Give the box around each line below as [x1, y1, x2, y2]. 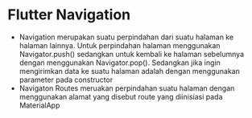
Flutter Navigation [7, 6, 130, 24]
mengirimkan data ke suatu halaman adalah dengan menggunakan [19, 66, 241, 75]
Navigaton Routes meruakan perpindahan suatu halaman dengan [19, 83, 235, 93]
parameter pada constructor [19, 75, 114, 84]
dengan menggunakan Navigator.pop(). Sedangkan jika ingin [19, 58, 221, 67]
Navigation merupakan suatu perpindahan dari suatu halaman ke [19, 32, 234, 42]
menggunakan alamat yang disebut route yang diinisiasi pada [19, 92, 223, 101]
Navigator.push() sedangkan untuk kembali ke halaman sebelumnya [19, 49, 245, 59]
